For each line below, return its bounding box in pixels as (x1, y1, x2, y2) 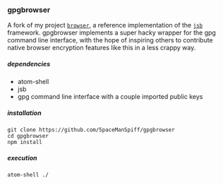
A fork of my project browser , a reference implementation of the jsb (7, 21, 203, 30)
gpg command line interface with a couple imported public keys (17, 92, 203, 101)
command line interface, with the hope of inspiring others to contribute (7, 36, 213, 44)
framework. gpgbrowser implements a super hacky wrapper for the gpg (7, 28, 217, 37)
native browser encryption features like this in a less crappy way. (7, 44, 196, 52)
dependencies (7, 59, 51, 68)
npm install (7, 139, 42, 146)
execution (7, 153, 37, 162)
